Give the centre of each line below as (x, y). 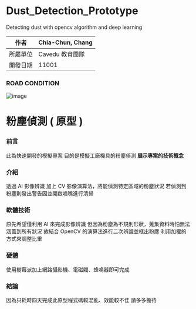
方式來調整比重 (24, 239)
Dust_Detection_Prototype (72, 11)
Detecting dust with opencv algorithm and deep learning (74, 27)
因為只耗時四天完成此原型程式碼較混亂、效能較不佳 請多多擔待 (81, 300)
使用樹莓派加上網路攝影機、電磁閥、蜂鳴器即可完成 (68, 270)
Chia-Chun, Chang (65, 42)
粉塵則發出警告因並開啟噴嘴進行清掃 (50, 194)
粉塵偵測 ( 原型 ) (45, 122)
